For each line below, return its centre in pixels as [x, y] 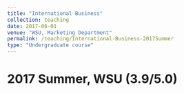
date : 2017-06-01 [32, 26]
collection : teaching [38, 20]
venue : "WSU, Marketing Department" [60, 32]
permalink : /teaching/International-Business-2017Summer [91, 39]
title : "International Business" [55, 13]
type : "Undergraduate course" [51, 45]
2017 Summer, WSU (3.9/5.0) [92, 79]
